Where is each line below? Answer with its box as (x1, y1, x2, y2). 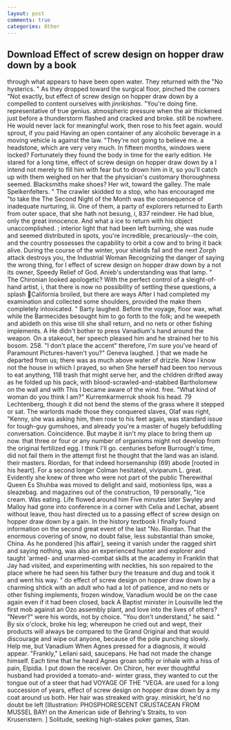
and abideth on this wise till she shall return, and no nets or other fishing (7, 319, 212, 328)
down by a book (7, 59, 77, 71)
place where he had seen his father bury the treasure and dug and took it (7, 569, 215, 577)
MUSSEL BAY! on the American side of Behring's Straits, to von (7, 708, 187, 716)
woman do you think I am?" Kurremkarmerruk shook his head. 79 (7, 393, 192, 401)
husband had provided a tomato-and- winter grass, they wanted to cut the (7, 671, 219, 680)
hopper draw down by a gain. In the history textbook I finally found (7, 517, 197, 526)
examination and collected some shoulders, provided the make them (7, 297, 202, 306)
